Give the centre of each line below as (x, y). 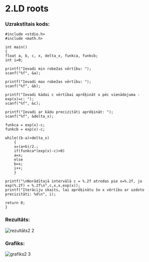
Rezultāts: (18, 219)
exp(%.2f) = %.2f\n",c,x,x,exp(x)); (43, 186)
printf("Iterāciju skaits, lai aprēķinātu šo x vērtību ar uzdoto (75, 190)
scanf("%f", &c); (23, 104)
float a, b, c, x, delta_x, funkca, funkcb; (52, 56)
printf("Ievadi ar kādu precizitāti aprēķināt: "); (59, 112)
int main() (16, 47)
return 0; (15, 203)
